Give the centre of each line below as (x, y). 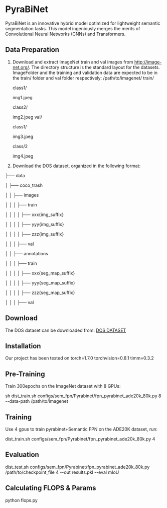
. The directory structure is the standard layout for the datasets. (94, 67)
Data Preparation (32, 50)
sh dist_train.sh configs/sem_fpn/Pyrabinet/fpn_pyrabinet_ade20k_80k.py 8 (83, 396)
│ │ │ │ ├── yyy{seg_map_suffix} (40, 282)
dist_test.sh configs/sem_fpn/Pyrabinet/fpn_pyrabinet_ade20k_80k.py (77, 467)
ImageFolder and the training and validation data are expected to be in (85, 72)
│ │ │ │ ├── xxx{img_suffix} (35, 214)
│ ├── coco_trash (24, 185)
